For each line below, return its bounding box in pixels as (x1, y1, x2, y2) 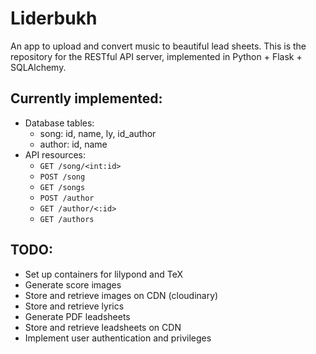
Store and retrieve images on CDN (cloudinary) (24, 289, 219, 301)
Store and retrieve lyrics (24, 300, 125, 312)
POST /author (39, 193, 95, 203)
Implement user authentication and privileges (24, 332, 212, 344)
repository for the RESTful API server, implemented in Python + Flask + (10, 50, 303, 62)
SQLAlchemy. (10, 61, 67, 73)
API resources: (24, 148, 86, 161)
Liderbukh (10, 7, 98, 30)
